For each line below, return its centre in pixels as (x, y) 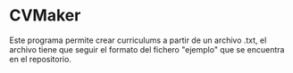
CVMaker (45, 16)
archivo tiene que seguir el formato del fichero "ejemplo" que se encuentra (147, 49)
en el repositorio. (40, 59)
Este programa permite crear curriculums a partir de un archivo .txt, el (138, 40)
